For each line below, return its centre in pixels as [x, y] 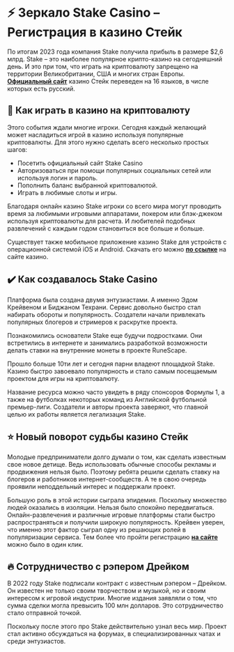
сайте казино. [28, 256]
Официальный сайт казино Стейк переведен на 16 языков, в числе [108, 81]
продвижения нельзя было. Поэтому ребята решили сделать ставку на [114, 472]
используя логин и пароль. [57, 178]
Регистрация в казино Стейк [95, 32]
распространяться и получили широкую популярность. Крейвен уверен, [116, 522]
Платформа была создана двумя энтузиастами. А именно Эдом [103, 300]
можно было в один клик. [45, 545]
